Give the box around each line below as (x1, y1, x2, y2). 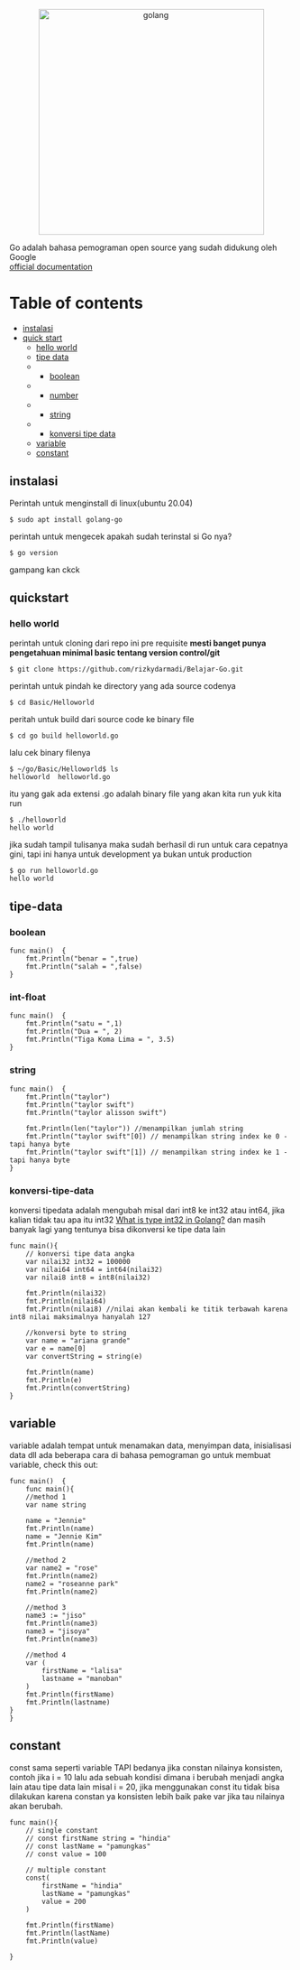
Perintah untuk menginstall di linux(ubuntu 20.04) (9, 497, 194, 508)
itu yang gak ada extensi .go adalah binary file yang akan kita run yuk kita (9, 788, 282, 799)
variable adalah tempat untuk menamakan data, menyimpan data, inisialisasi (9, 1440, 292, 1451)
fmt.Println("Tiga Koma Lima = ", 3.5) (25, 1035, 176, 1045)
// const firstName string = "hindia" (25, 1834, 171, 1843)
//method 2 (25, 1556, 67, 1565)
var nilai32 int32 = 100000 (25, 1258, 131, 1267)
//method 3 (25, 1603, 67, 1612)
